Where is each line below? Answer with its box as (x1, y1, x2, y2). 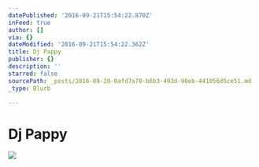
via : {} (8, 33, 34, 42)
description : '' (8, 63, 61, 71)
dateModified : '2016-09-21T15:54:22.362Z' (8, 41, 150, 49)
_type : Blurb (8, 84, 51, 93)
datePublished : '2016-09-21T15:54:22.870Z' (8, 11, 154, 20)
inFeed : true (8, 19, 51, 27)
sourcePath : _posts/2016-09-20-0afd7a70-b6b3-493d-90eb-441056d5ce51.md (8, 77, 252, 85)
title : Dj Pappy (8, 48, 61, 56)
